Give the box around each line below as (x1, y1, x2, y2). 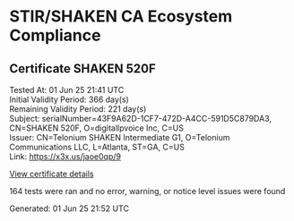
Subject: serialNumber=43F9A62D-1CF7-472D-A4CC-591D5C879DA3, (9, 114, 272, 123)
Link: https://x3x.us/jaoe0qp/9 (9, 151, 121, 162)
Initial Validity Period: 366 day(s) (9, 94, 130, 105)
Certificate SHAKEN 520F (9, 61, 157, 76)
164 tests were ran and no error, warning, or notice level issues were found (9, 186, 286, 196)
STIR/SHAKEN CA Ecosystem (9, 6, 233, 27)
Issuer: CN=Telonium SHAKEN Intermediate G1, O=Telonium (9, 132, 230, 142)
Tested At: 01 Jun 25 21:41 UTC (9, 85, 125, 95)
